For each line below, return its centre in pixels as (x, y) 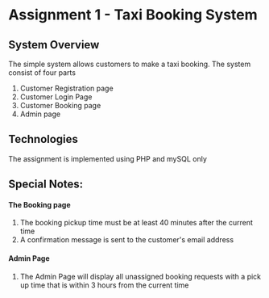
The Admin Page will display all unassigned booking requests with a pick (141, 276)
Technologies (43, 139)
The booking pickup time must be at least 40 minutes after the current (137, 223)
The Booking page (39, 204)
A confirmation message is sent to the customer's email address (127, 240)
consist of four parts (42, 73)
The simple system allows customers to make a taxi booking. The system (130, 64)
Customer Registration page (67, 88)
